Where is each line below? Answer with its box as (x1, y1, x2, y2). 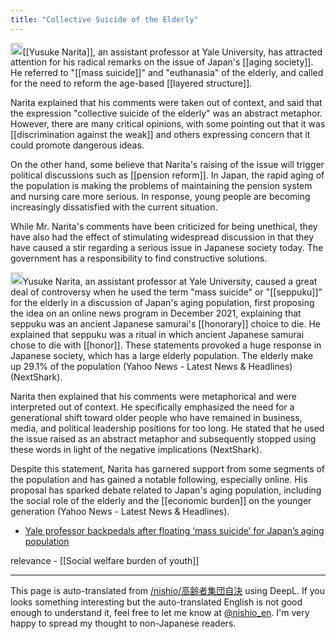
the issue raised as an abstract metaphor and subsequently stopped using (10, 432, 317, 445)
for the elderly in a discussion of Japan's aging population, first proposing (10, 296, 315, 308)
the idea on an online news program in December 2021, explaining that (10, 307, 302, 319)
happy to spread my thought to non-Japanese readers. (10, 617, 237, 629)
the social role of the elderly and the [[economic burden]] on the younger (10, 494, 312, 506)
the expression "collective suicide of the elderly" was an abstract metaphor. (10, 107, 323, 120)
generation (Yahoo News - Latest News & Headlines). (10, 505, 230, 517)
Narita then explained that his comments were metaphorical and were (10, 390, 297, 402)
